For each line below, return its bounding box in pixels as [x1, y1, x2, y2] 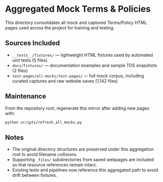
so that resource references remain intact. [12, 162, 97, 168]
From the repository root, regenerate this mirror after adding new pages [5, 105, 150, 111]
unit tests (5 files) [12, 57, 47, 63]
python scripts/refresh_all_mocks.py [5, 120, 82, 125]
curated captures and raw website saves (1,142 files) [12, 78, 118, 84]
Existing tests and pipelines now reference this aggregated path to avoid [12, 167, 158, 173]
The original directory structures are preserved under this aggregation [12, 146, 154, 152]
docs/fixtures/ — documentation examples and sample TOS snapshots [12, 62, 158, 68]
